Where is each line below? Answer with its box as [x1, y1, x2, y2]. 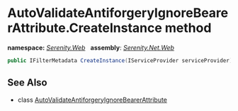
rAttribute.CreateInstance [7, 20, 163, 36]
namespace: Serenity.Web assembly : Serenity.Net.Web [7, 43, 175, 52]
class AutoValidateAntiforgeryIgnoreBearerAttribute [17, 95, 168, 104]
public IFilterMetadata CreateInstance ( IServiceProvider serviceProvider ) [7, 57, 233, 64]
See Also [7, 76, 47, 89]
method [164, 20, 212, 36]
